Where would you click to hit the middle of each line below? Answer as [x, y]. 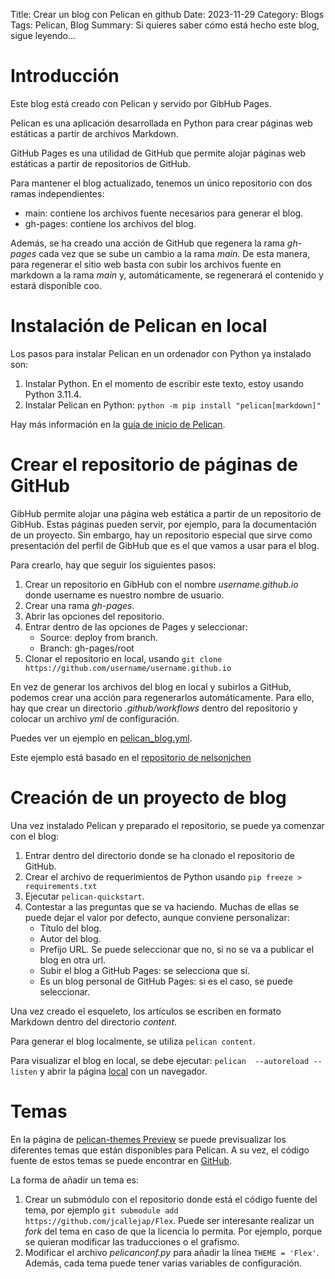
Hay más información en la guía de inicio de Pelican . [118, 424]
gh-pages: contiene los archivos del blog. [110, 223]
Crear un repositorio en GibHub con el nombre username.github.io [161, 584]
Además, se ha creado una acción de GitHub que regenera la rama [147, 243]
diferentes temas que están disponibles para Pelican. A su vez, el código [160, 1150]
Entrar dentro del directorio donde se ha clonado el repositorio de [159, 855]
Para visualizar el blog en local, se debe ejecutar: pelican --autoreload [160, 1060]
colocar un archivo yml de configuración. [95, 718]
